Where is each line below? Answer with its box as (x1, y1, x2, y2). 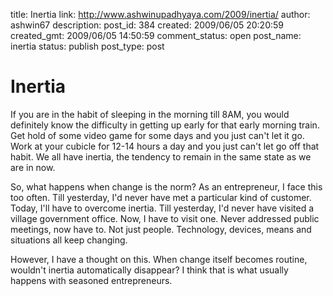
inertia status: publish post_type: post (10, 40, 165, 52)
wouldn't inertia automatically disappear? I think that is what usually (10, 264, 289, 276)
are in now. (10, 161, 56, 173)
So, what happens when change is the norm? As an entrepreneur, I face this (10, 180, 323, 193)
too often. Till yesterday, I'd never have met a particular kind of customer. (10, 191, 312, 203)
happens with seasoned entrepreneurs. (10, 274, 173, 286)
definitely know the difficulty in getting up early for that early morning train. (10, 119, 320, 131)
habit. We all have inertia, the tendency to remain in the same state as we (10, 150, 312, 163)
